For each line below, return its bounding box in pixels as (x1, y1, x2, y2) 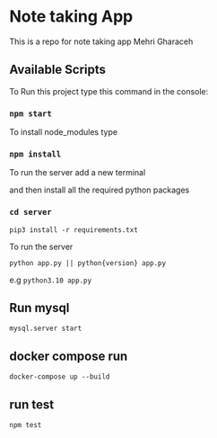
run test (9, 397, 55, 412)
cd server (9, 207, 52, 218)
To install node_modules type (9, 127, 118, 138)
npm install (9, 148, 62, 159)
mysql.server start (9, 324, 82, 334)
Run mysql (9, 300, 70, 316)
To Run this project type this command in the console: (9, 85, 209, 96)
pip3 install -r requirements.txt (9, 225, 139, 235)
